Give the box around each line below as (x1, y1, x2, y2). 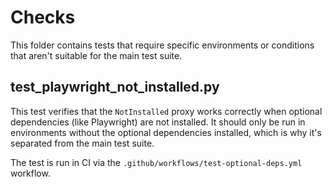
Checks (10, 6, 76, 29)
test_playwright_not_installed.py (10, 79, 220, 96)
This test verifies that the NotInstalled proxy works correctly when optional (10, 105, 323, 117)
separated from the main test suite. (10, 137, 155, 149)
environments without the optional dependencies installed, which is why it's (10, 126, 322, 138)
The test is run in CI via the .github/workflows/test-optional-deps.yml (10, 156, 303, 168)
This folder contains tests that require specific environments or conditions (10, 39, 315, 51)
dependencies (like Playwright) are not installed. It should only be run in (10, 116, 306, 128)
